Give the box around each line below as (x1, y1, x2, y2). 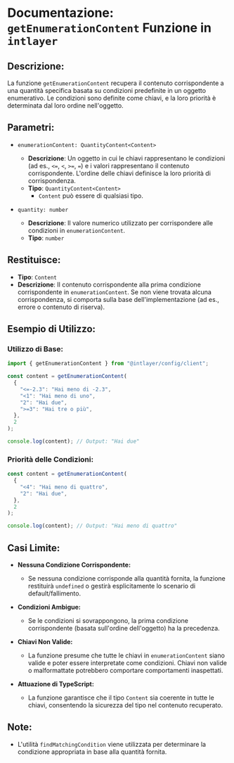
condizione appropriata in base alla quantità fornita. (17, 748, 167, 756)
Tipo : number (27, 234, 65, 242)
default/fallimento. (27, 589, 82, 598)
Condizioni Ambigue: (17, 603, 81, 612)
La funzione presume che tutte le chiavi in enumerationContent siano (27, 651, 225, 660)
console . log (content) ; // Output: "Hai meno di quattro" (7, 522, 178, 529)
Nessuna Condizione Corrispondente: (17, 561, 131, 569)
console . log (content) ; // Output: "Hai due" (7, 438, 140, 445)
